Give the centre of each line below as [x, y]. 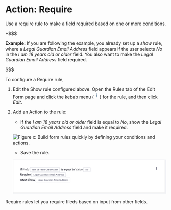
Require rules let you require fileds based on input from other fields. [77, 202]
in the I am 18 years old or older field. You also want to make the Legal [79, 54]
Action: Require [39, 9]
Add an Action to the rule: [40, 112]
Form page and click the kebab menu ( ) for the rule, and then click [85, 97]
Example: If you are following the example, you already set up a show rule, [84, 43]
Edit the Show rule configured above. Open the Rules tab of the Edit [84, 89]
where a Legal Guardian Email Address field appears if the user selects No [84, 49]
